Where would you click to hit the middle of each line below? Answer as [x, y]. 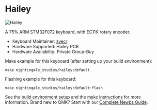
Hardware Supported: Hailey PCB [45, 46]
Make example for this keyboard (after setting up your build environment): [79, 61]
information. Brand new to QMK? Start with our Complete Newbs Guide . [77, 102]
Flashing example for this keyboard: [41, 79]
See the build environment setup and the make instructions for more [73, 97]
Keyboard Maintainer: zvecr [40, 41]
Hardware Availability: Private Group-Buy [53, 52]
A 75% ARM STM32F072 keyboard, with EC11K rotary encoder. [68, 32]
